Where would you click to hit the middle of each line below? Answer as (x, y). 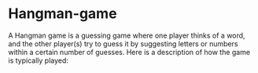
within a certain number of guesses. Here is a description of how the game (129, 52)
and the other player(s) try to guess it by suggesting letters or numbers (123, 43)
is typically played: (39, 60)
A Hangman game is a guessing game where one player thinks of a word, (127, 35)
